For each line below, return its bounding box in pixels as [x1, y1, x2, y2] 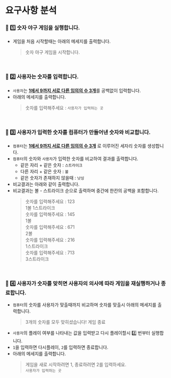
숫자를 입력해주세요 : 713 [25, 250, 75, 256]
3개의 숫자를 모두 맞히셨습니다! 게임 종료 [25, 319, 106, 325]
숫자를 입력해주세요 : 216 [25, 237, 75, 243]
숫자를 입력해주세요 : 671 [25, 224, 75, 230]
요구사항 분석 [5, 5, 57, 16]
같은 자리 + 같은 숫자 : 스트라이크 [20, 162, 83, 168]
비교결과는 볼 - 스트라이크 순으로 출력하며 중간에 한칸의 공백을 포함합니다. [12, 188, 159, 194]
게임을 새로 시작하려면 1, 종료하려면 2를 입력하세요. [25, 362, 126, 368]
